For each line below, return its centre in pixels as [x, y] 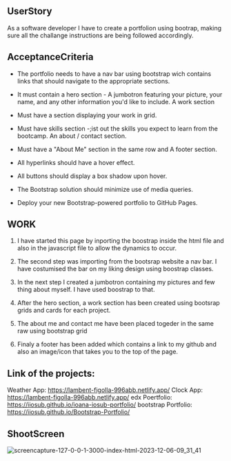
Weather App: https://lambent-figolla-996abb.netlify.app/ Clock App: [105, 390]
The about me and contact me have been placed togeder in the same [115, 324]
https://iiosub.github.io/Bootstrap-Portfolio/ [69, 412]
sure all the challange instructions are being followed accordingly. [100, 35]
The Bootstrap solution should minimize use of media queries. [105, 189]
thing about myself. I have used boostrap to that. [86, 290]
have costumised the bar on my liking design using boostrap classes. [115, 269]
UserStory [30, 11]
